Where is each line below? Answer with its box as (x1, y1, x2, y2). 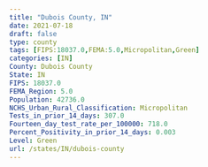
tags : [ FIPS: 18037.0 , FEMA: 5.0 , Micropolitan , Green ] (9, 46, 200, 55)
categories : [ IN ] (9, 54, 73, 63)
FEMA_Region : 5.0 (9, 87, 73, 95)
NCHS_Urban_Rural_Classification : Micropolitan (9, 103, 189, 112)
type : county (9, 37, 58, 47)
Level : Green (9, 136, 58, 145)
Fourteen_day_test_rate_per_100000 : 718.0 (9, 120, 168, 129)
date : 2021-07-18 (9, 21, 73, 30)
